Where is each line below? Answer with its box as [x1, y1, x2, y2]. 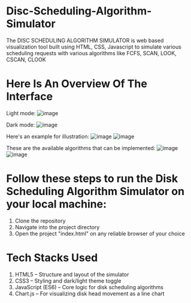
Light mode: [6, 109, 36, 116]
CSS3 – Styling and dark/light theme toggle [14, 277, 122, 284]
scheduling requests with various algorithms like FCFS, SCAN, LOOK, [6, 49, 177, 56]
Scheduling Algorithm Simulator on [6, 185, 184, 199]
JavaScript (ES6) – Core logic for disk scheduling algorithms [14, 283, 163, 290]
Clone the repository [14, 217, 66, 224]
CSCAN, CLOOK [6, 56, 46, 63]
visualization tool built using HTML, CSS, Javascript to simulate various [6, 43, 181, 50]
